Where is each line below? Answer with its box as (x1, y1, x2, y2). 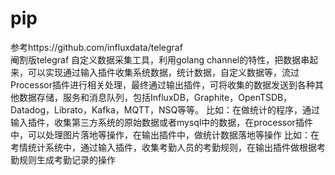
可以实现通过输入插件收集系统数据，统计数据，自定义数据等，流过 (27, 66, 300, 78)
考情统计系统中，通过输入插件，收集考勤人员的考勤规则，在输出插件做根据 (10, 141, 317, 153)
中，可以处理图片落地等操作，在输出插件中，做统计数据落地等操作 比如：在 (10, 128, 320, 141)
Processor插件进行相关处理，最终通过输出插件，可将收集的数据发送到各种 (10, 78, 315, 91)
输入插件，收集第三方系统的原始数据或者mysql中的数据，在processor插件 (10, 116, 313, 128)
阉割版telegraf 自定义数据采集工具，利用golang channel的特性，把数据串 (10, 53, 310, 66)
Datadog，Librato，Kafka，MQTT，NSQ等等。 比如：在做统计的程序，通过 (10, 103, 321, 116)
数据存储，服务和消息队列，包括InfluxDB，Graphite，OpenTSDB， (18, 91, 293, 103)
